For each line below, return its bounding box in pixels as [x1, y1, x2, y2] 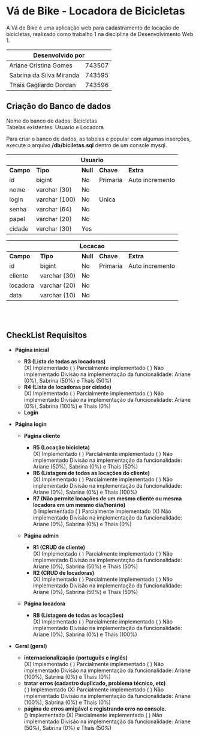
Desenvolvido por [32, 51, 85, 59]
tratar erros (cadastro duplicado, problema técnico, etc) [23, 679, 166, 687]
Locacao [80, 241, 105, 250]
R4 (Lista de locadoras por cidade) [23, 383, 112, 390]
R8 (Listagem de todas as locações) [32, 611, 124, 619]
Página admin [23, 532, 59, 539]
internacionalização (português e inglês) [23, 654, 128, 661]
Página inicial [14, 346, 49, 353]
